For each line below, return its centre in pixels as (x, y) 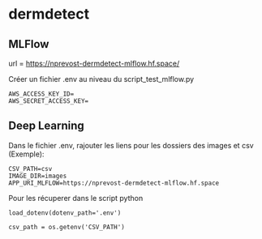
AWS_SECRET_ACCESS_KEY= (49, 101)
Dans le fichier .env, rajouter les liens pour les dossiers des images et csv (131, 145)
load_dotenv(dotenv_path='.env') (65, 213)
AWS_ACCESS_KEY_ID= (41, 94)
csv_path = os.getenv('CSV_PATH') (67, 227)
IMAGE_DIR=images (38, 176)
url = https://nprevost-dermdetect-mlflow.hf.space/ (94, 63)
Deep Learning (46, 126)
